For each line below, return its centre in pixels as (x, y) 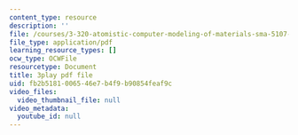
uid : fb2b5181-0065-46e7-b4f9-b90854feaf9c (91, 83)
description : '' (39, 26)
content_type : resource (53, 17)
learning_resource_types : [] (63, 51)
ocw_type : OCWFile (43, 59)
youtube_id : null (49, 116)
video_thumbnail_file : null (69, 100)
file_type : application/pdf (61, 42)
